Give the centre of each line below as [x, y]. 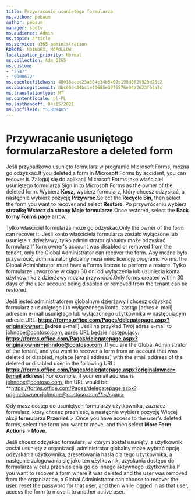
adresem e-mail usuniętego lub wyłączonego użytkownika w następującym [96, 314]
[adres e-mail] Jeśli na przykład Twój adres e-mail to [109, 326]
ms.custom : [19, 66]
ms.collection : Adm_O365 [36, 60]
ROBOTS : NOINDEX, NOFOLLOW [39, 50]
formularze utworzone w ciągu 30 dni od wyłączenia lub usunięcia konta [93, 271]
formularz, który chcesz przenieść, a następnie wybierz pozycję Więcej [92, 412]
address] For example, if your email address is [78, 376]
